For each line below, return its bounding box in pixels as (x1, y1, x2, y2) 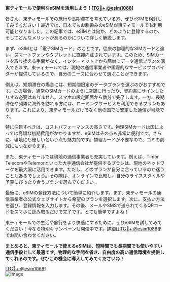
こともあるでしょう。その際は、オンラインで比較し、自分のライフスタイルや (5, 173, 165, 179)
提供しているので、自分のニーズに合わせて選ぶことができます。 (18, 71, 151, 76)
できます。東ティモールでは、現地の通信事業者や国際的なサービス (9, 64, 147, 70)
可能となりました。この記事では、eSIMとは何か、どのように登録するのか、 (5, 28, 162, 34)
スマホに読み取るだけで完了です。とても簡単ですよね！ (14, 209, 129, 215)
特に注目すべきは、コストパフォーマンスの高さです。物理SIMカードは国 (5, 124, 155, 130)
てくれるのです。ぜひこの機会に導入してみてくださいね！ (5, 256, 125, 261)
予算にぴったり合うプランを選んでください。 (5, 179, 99, 185)
